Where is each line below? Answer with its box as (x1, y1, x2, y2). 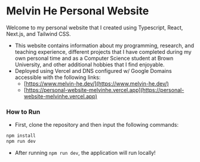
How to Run (6, 108, 41, 116)
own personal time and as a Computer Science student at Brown (14, 54, 174, 62)
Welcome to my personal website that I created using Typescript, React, (6, 24, 183, 31)
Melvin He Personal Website (6, 4, 149, 18)
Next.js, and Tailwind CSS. (6, 30, 71, 37)
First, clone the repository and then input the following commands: (14, 121, 179, 129)
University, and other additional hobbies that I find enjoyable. (14, 61, 165, 68)
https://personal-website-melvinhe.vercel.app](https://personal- (26, 86, 184, 93)
